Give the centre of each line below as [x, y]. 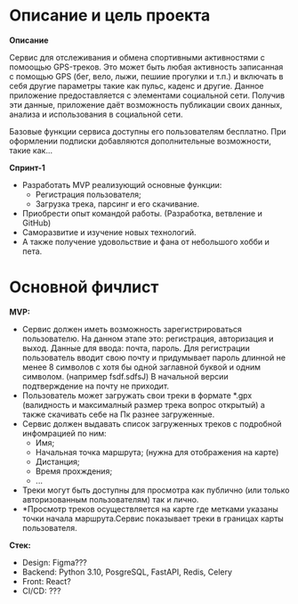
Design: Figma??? [54, 562]
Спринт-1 [28, 167]
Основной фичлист [84, 287]
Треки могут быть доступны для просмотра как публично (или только [156, 490]
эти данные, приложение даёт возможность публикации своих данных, [146, 104]
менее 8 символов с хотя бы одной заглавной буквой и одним [141, 367]
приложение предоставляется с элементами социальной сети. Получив [147, 95]
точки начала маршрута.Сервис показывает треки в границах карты [153, 518]
